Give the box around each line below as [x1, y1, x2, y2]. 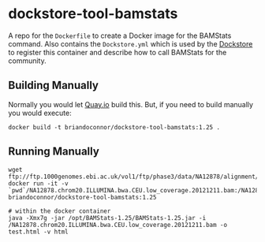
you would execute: [8, 108, 73, 117]
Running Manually [8, 145, 100, 158]
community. [8, 56, 47, 65]
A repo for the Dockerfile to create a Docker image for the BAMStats [8, 31, 232, 40]
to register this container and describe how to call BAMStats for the [8, 47, 227, 57]
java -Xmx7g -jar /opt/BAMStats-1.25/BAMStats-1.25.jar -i [8, 214, 207, 222]
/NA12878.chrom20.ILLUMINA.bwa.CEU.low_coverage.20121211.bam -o [8, 221, 227, 229]
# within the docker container [8, 207, 111, 215]
